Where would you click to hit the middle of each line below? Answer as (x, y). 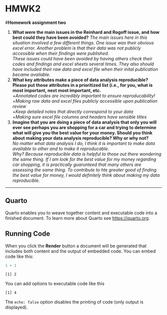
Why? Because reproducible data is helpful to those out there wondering (87, 154)
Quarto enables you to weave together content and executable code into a (81, 213)
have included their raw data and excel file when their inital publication (85, 69)
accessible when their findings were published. (61, 53)
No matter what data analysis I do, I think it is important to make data (84, 143)
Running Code (28, 234)
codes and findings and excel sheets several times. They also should (83, 64)
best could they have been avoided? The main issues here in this (80, 37)
